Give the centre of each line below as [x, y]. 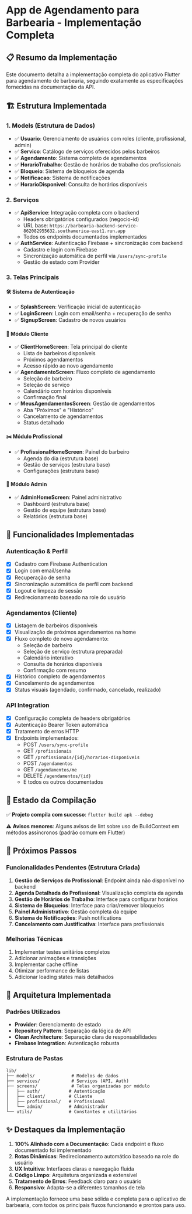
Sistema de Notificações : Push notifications [68, 917]
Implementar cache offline [46, 964]
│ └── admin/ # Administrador [57, 1106]
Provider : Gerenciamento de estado [58, 1025]
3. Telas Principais [33, 277]
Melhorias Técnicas [34, 939]
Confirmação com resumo [55, 670]
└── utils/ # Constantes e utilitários [71, 1111]
